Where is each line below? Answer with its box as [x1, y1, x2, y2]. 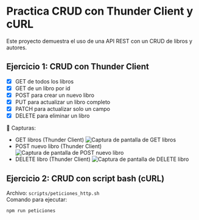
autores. [6, 44, 27, 51]
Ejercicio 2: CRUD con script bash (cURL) [6, 173, 165, 183]
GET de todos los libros [15, 77, 74, 85]
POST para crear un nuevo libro [15, 91, 94, 99]
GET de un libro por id [15, 84, 71, 92]
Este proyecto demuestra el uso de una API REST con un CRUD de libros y [6, 37, 193, 44]
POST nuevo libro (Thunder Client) [15, 143, 102, 150]
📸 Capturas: [6, 124, 37, 132]
